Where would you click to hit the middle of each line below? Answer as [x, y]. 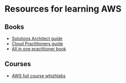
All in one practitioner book [39, 49]
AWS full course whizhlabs [39, 76]
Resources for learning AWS [63, 9]
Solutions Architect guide [37, 38]
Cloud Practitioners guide [37, 44]
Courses [18, 64]
